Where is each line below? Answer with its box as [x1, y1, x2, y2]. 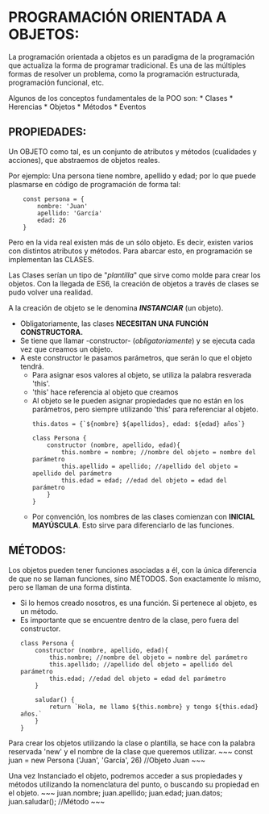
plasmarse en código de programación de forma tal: [8, 179, 181, 189]
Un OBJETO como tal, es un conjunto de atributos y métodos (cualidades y [8, 146, 257, 157]
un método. [19, 606, 59, 616]
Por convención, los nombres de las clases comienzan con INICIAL [31, 511, 255, 521]
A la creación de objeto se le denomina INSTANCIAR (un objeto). [8, 303, 224, 312]
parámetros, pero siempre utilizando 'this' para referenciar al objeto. [31, 404, 259, 414]
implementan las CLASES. [8, 254, 94, 264]
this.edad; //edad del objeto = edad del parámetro [49, 674, 226, 683]
